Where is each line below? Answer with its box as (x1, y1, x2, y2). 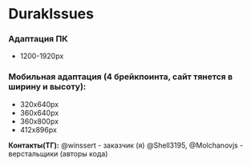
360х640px (19, 108, 59, 117)
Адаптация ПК (8, 34, 68, 45)
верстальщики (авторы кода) (8, 148, 108, 158)
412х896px (19, 125, 58, 134)
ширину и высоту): (8, 81, 87, 93)
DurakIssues (8, 5, 95, 23)
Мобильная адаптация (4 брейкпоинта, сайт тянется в (8, 71, 233, 82)
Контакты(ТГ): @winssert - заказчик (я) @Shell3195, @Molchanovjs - (8, 140, 244, 150)
